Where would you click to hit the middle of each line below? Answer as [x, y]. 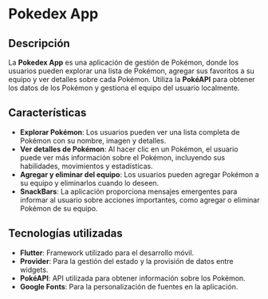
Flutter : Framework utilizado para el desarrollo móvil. [107, 253]
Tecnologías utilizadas [65, 233]
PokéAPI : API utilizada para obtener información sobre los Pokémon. [132, 278]
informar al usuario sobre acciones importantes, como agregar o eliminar [140, 199]
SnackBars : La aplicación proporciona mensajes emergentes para [128, 191]
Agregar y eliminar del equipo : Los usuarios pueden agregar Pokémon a [139, 174]
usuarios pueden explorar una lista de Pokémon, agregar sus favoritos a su [132, 71]
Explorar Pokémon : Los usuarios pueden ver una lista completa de [130, 132]
